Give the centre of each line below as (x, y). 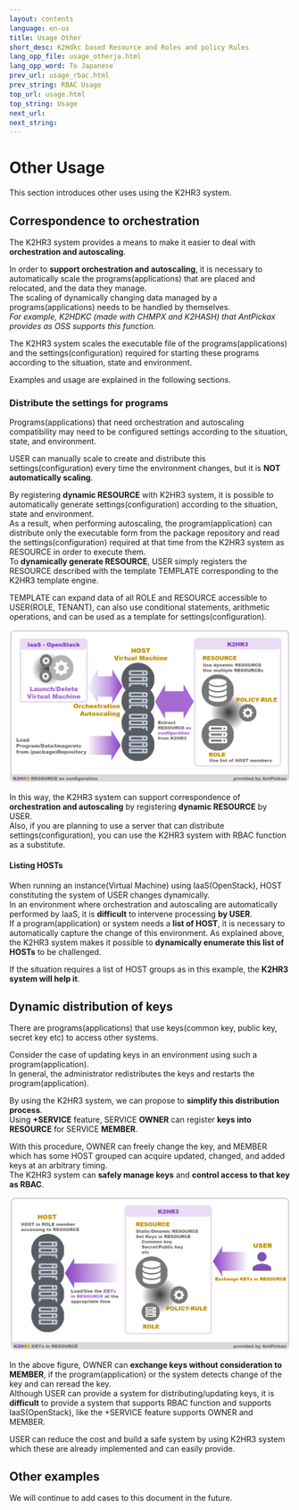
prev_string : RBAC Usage (55, 85)
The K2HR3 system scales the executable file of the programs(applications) (149, 343)
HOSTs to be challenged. (55, 951)
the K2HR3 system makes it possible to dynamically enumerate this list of (147, 942)
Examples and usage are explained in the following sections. (120, 380)
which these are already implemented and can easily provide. (122, 1448)
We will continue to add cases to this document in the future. (121, 1498)
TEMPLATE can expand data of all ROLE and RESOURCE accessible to (138, 598)
